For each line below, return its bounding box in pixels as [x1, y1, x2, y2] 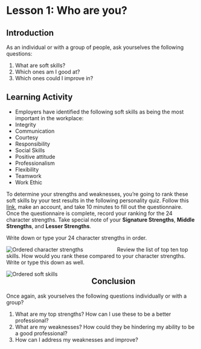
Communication [14, 127, 55, 135]
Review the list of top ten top [116, 246, 188, 253]
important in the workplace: [14, 114, 84, 121]
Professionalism [14, 159, 56, 167]
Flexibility [14, 165, 39, 173]
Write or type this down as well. [6, 258, 85, 266]
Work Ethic [14, 179, 43, 186]
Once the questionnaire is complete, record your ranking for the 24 [6, 210, 173, 217]
